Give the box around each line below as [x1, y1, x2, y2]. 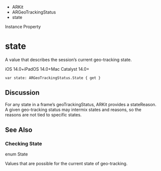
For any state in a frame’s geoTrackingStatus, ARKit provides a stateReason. [5, 101, 157, 107]
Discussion [5, 89, 40, 97]
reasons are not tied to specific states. [5, 111, 82, 118]
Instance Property [5, 24, 41, 30]
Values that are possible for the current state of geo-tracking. [5, 161, 128, 167]
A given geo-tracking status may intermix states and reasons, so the [5, 107, 142, 112]
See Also [5, 126, 32, 134]
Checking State [5, 140, 42, 147]
